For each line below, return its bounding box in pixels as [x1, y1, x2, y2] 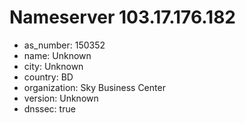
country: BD [23, 71, 74, 83]
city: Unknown [23, 60, 84, 72]
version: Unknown [23, 92, 99, 104]
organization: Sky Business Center [23, 81, 166, 93]
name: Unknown [23, 49, 92, 61]
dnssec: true [23, 102, 76, 115]
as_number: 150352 [23, 39, 106, 51]
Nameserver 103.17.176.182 [9, 6, 236, 29]
